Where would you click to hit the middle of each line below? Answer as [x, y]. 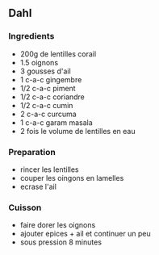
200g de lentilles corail [58, 54]
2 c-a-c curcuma [48, 114]
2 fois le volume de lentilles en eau [77, 131]
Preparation [32, 152]
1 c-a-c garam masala [56, 122]
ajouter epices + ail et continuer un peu [85, 234]
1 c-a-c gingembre [51, 79]
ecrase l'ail [38, 186]
